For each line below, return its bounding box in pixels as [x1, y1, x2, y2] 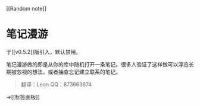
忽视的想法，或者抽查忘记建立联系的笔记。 [16, 68, 121, 75]
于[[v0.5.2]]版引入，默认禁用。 [6, 48, 82, 55]
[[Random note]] [6, 5, 46, 12]
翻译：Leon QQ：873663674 [20, 81, 92, 88]
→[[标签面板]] [6, 93, 40, 100]
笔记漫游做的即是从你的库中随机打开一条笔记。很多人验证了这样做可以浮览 [6, 60, 189, 68]
